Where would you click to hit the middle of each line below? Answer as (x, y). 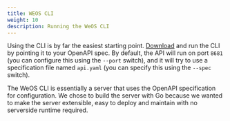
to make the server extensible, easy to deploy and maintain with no (103, 103)
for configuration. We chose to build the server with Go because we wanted (115, 96)
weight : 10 (23, 20)
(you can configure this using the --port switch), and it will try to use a (108, 60)
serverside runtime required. (48, 110)
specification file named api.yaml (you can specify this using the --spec (109, 68)
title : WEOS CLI (30, 13)
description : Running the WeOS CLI (58, 26)
